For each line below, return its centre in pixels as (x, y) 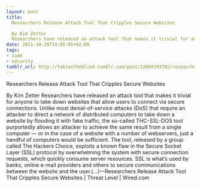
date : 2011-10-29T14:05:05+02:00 (48, 45)
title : (14, 17)
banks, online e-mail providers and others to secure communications (91, 165)
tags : (13, 50)
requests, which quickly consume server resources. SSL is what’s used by (98, 158)
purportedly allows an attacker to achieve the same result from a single (94, 127)
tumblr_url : (21, 67)
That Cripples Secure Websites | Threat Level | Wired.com (78, 177)
